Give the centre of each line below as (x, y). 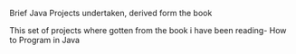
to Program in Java (44, 40)
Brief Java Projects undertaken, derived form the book (111, 13)
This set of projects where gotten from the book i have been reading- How (148, 30)
